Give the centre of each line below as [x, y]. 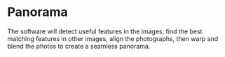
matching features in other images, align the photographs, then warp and [113, 38]
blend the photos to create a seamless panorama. [79, 46]
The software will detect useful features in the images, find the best [105, 31]
